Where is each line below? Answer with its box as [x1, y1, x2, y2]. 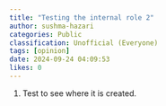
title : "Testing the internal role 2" [9, 13, 154, 22]
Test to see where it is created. [22, 87, 137, 99]
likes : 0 [9, 64, 42, 73]
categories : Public [9, 30, 83, 39]
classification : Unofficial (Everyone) [9, 38, 159, 48]
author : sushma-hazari [9, 22, 94, 31]
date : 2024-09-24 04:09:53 [9, 55, 110, 64]
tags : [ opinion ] [9, 47, 70, 56]
